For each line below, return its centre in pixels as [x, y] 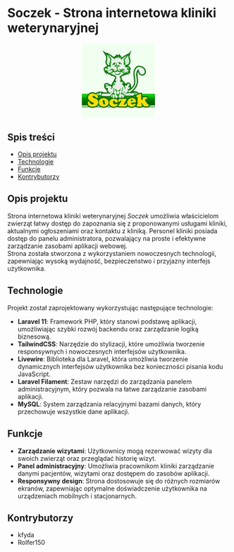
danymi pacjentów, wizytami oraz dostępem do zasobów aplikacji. [113, 473]
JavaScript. [34, 374]
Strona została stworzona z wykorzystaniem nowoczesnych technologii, [112, 253]
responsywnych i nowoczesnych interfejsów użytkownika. [102, 351]
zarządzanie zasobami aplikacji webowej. [68, 246]
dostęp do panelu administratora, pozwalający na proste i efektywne [107, 238]
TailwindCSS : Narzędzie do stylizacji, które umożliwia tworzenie [111, 343]
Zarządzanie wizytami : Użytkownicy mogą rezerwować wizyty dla [115, 451]
